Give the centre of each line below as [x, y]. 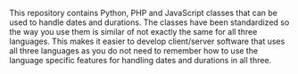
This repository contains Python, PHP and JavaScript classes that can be [144, 13]
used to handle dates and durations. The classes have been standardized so [149, 22]
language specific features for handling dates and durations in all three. [141, 60]
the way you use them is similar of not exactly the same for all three [133, 32]
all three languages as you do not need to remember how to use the [134, 51]
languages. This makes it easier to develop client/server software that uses [147, 41]
